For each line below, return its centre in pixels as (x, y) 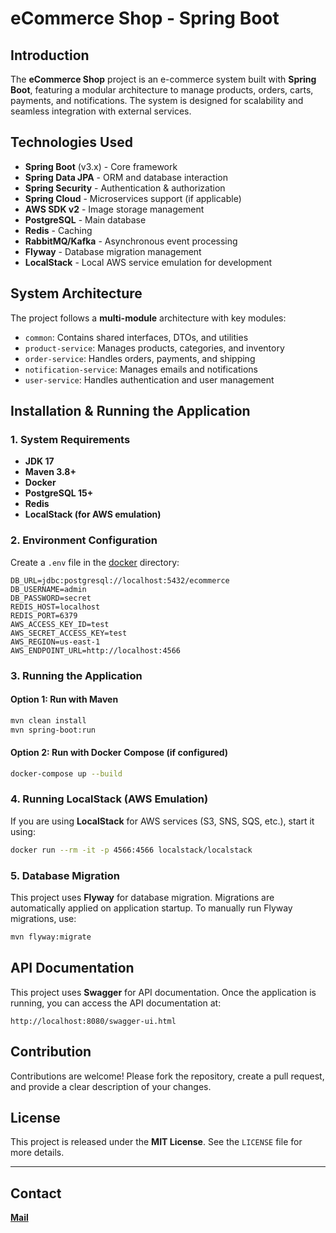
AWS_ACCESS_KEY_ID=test (60, 624)
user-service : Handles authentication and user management (149, 379)
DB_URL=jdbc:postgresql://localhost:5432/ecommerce (120, 580)
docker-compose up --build (66, 773)
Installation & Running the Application (130, 411)
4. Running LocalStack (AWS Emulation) (109, 799)
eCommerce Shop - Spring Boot (145, 18)
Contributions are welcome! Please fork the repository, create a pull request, (167, 1076)
